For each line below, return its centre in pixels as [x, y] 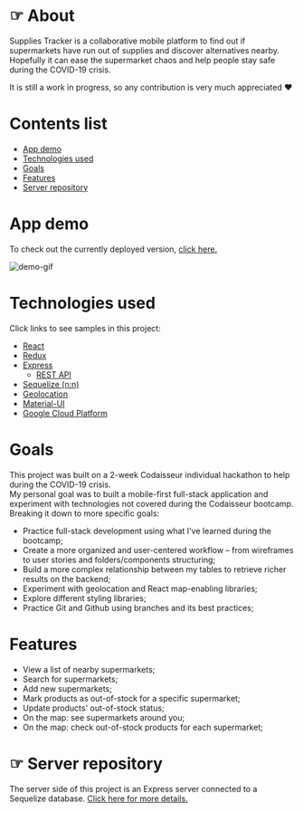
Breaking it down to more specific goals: [85, 513]
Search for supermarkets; [70, 679]
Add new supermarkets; [67, 688]
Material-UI [43, 403]
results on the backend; [66, 579]
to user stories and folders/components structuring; [119, 560]
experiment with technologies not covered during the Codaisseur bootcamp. [151, 503]
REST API [54, 374]
